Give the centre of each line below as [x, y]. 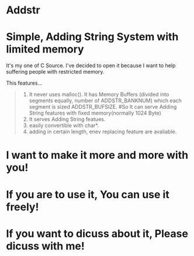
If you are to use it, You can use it [88, 194]
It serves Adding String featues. [67, 119]
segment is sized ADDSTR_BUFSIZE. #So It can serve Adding [103, 107]
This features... [24, 83]
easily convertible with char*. [64, 126]
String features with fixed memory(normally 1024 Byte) [95, 113]
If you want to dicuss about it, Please [97, 233]
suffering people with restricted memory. [55, 72]
